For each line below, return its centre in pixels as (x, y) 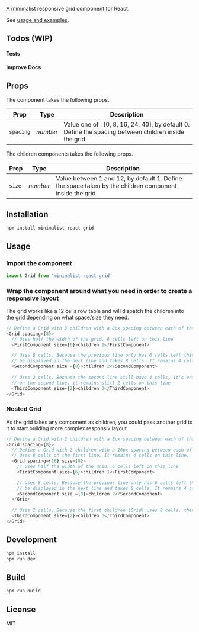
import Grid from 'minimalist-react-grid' (59, 275)
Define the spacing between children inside (124, 132)
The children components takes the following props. (70, 154)
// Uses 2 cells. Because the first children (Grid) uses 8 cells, (97, 510)
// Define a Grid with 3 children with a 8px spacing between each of (95, 328)
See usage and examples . (38, 20)
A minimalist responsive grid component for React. (68, 9)
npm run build (24, 591)
